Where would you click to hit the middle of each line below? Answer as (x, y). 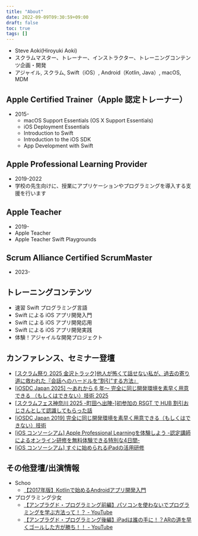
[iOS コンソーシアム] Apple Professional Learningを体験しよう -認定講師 (103, 433)
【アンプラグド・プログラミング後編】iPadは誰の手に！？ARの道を (105, 519)
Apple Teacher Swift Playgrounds (55, 239)
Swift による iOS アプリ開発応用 (53, 323)
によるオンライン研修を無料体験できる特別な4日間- (77, 440)
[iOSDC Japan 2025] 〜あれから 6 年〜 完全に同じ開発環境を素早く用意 (102, 388)
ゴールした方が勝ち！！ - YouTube (71, 527)
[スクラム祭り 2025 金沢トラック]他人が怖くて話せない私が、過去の (97, 373)
